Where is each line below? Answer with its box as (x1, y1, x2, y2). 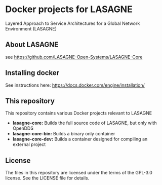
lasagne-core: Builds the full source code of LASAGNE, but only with (12, 120, 157, 126)
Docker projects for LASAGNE (5, 4, 133, 15)
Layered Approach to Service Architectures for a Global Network (5, 20, 140, 26)
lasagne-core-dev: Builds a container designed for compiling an (12, 136, 148, 142)
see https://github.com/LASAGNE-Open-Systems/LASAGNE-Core (5, 54, 143, 60)
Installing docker (5, 68, 60, 77)
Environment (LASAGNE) (5, 25, 57, 31)
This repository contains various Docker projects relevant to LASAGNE (5, 110, 152, 116)
